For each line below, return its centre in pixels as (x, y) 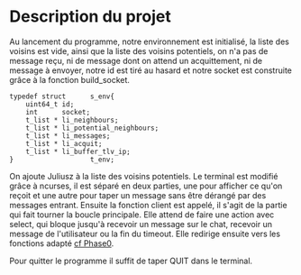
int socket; (58, 112)
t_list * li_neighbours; (72, 120)
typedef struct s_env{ (62, 96)
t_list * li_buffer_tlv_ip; (78, 151)
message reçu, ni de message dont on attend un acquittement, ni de (136, 60)
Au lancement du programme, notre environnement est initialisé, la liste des (150, 41)
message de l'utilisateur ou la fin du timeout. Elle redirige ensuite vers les (145, 234)
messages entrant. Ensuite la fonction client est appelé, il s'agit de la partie (148, 205)
